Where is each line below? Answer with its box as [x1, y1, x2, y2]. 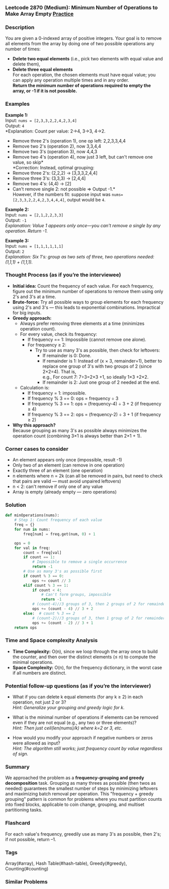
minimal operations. [12, 659, 54, 665]
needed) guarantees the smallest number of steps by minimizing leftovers [5, 785, 158, 792]
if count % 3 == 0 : [23, 573, 64, 578]
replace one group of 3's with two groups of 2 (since [42, 363, 152, 369]
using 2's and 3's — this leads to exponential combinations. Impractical [12, 304, 160, 310]
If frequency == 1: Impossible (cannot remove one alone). [27, 336, 147, 343]
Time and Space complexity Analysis [5, 637, 98, 644]
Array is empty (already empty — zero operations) [12, 489, 117, 495]
